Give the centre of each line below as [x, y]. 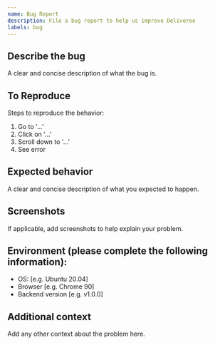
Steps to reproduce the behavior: [56, 113]
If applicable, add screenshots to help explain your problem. [95, 228]
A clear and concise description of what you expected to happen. [103, 189]
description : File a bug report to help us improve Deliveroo [101, 21]
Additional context [49, 317]
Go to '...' [31, 127]
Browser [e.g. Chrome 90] [56, 287]
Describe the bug [46, 56]
